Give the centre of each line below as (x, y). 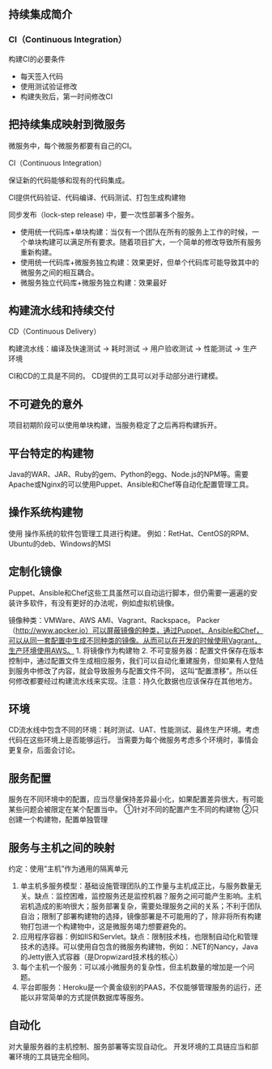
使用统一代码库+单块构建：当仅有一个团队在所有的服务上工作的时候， (136, 232)
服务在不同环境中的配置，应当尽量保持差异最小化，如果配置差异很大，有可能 (136, 799)
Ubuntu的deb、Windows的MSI (60, 543)
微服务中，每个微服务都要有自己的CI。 (72, 145)
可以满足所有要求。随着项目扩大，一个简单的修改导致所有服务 (158, 242)
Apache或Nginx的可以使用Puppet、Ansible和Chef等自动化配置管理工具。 (131, 484)
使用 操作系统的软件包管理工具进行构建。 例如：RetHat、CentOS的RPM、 (131, 533)
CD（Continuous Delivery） (55, 332)
